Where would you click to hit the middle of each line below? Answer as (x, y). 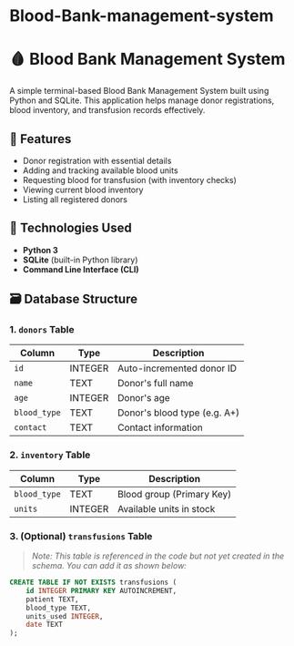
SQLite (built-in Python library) (80, 260)
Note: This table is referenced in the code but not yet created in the (158, 556)
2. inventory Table (50, 455)
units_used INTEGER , (65, 616)
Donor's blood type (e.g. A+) (179, 413)
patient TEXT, (52, 599)
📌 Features (41, 139)
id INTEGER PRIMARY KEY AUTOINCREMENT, (101, 590)
